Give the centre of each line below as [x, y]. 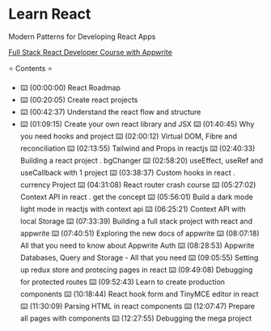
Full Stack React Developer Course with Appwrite [90, 52]
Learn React [50, 14]
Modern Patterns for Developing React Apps [82, 36]
